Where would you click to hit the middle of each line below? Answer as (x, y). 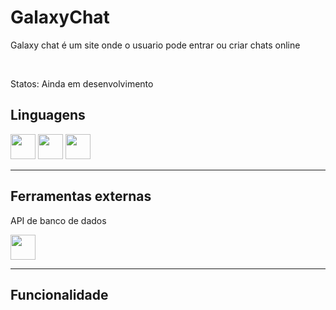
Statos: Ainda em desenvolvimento (82, 83)
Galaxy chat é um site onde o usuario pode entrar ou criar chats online (155, 45)
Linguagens (48, 115)
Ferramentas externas (81, 196)
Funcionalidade (59, 294)
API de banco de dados (58, 220)
